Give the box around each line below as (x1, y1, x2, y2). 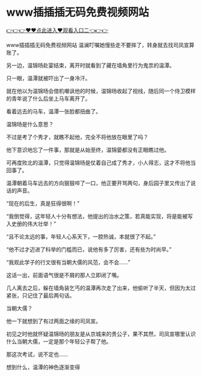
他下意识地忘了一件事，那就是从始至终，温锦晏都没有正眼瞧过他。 (6, 146, 170, 153)
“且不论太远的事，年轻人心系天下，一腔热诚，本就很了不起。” (6, 233, 156, 240)
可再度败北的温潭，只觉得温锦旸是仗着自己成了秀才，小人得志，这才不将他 (6, 159, 191, 166)
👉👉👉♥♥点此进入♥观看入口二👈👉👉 (6, 27, 109, 34)
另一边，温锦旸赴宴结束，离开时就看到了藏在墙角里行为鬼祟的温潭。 (6, 62, 175, 69)
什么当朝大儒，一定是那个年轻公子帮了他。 (6, 337, 112, 345)
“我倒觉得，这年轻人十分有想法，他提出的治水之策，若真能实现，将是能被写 (6, 212, 194, 220)
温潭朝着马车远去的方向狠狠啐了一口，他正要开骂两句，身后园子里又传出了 (6, 179, 191, 186)
